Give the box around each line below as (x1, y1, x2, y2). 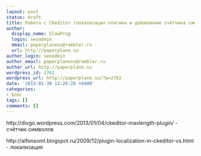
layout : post (6, 8, 39, 15)
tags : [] (6, 97, 28, 103)
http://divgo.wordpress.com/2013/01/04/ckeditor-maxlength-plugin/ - (6, 119, 178, 126)
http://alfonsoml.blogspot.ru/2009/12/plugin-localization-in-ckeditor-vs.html (6, 137, 194, 144)
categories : (6, 86, 36, 92)
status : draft (6, 14, 42, 20)
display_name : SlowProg (11, 31, 71, 37)
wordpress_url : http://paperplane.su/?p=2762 (6, 75, 121, 81)
